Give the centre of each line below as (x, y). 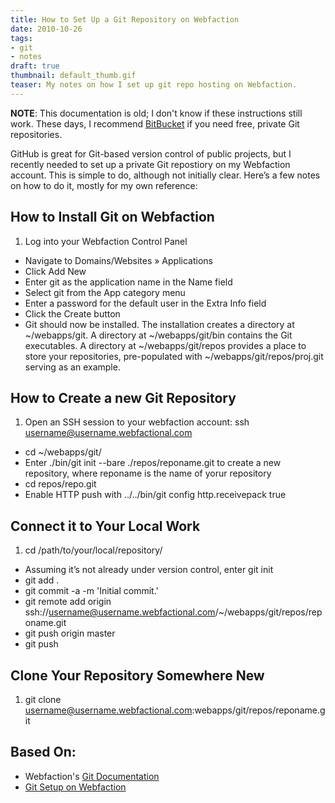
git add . (42, 580)
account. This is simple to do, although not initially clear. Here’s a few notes (165, 175)
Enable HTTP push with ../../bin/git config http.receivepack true (155, 495)
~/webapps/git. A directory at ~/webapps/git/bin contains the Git (158, 335)
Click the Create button (72, 313)
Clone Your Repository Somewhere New (137, 675)
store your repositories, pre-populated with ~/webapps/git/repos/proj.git (174, 356)
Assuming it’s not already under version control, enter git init (149, 570)
